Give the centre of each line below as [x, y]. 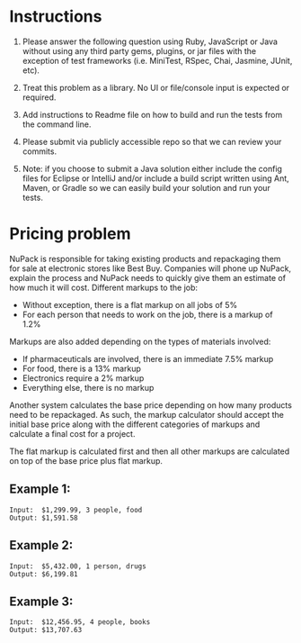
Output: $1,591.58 [44, 518]
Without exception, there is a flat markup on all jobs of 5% [130, 304]
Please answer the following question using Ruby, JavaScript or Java [150, 41]
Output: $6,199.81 [44, 574]
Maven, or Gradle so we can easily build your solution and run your [146, 187]
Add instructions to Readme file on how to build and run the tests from [152, 114]
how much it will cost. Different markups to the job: [104, 287]
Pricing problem [71, 234]
